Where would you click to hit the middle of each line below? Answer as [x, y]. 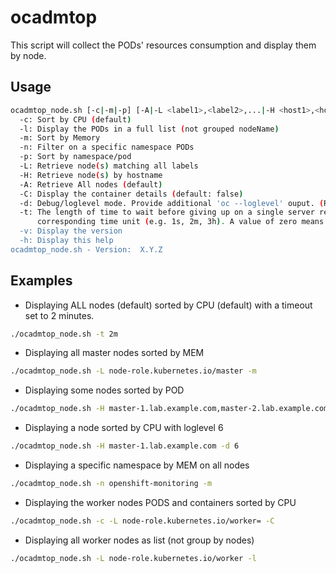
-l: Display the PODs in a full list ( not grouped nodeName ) [149, 129]
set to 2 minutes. [59, 315]
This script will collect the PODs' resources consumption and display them [163, 45]
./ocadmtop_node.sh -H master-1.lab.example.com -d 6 [125, 446]
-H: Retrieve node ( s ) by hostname [91, 175]
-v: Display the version [71, 231]
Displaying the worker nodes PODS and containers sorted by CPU [160, 502]
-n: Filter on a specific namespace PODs [107, 147]
